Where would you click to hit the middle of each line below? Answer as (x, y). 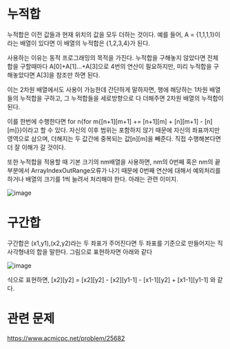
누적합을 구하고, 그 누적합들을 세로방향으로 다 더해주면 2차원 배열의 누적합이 (122, 98)
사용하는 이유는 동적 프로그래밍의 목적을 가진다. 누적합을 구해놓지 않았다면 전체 (113, 57)
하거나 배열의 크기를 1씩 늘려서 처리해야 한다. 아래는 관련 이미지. (93, 179)
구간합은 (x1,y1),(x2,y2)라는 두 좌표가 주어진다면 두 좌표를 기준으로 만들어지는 (112, 243)
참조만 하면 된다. (78, 75)
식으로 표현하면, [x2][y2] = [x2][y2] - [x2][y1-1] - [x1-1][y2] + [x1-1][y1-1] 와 (112, 279)
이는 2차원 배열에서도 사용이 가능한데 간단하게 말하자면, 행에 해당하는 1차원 (107, 89)
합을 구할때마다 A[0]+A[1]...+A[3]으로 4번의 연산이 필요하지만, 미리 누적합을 (109, 66)
